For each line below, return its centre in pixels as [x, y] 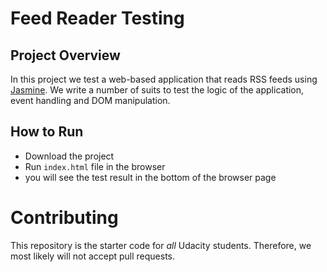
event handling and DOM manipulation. [90, 100]
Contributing [64, 218]
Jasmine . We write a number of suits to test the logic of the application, [157, 90]
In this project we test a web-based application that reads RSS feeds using [164, 79]
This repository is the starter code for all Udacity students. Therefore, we [161, 245]
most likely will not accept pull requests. [93, 256]
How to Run [47, 132]
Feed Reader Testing [97, 18]
